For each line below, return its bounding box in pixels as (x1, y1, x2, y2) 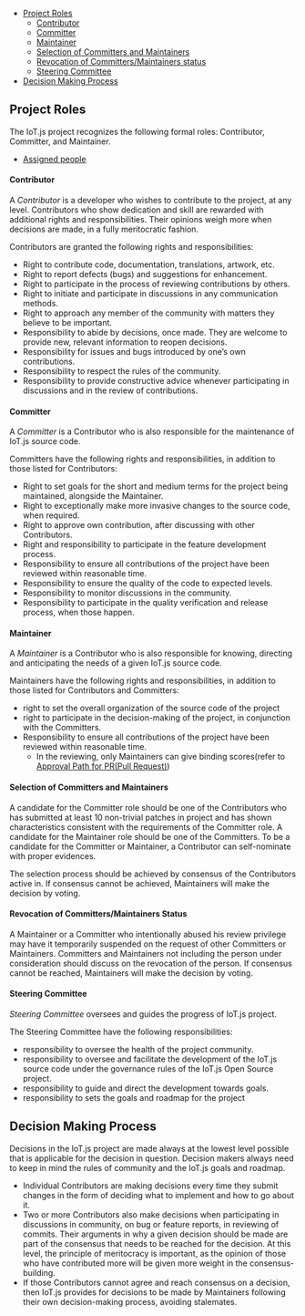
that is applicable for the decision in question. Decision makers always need (9, 1153, 294, 1164)
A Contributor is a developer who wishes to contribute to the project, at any (9, 195, 292, 206)
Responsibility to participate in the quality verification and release (22, 597, 269, 608)
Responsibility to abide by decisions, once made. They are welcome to (22, 327, 288, 338)
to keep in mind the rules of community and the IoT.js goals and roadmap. (9, 1162, 286, 1173)
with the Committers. (22, 722, 102, 733)
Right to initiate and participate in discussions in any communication (22, 288, 279, 299)
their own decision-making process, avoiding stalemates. (22, 1296, 238, 1307)
